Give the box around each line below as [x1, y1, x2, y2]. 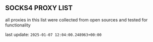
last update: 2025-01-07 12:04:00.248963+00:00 [5, 31, 102, 37]
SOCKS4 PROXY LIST [5, 4, 73, 12]
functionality [5, 22, 31, 28]
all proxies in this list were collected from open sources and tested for [5, 17, 148, 22]
